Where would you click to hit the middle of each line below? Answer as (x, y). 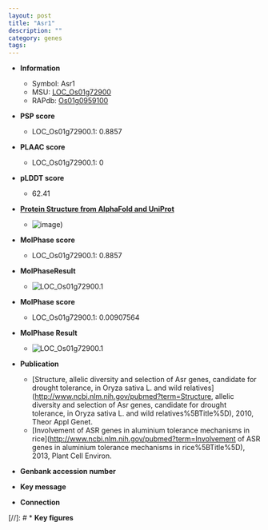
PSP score (37, 116)
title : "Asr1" (32, 23)
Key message (43, 487)
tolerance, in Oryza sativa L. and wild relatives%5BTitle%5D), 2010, (143, 413)
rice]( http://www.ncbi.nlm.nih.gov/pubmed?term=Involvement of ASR (146, 439)
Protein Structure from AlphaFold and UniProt (97, 209)
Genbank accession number (68, 472)
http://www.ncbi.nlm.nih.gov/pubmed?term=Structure (123, 397)
